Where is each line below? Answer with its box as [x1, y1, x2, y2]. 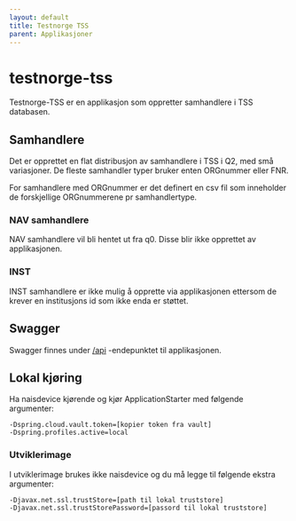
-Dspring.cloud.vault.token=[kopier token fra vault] [9, 421, 213, 430]
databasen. [9, 107, 51, 117]
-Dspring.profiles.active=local [9, 428, 129, 438]
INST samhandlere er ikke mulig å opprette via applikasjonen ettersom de [9, 286, 277, 296]
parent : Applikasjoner [9, 29, 93, 38]
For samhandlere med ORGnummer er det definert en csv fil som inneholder [9, 183, 287, 193]
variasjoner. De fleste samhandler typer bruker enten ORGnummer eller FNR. [9, 165, 289, 176]
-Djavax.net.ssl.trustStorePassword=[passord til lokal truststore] [9, 503, 268, 512]
